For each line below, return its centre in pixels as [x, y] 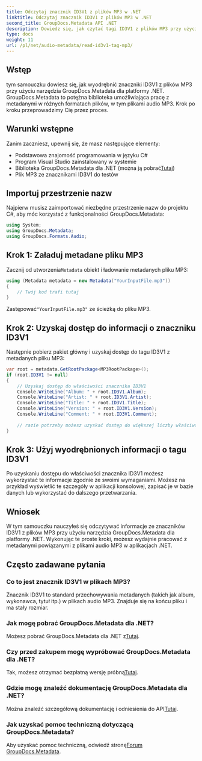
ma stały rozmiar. [28, 607]
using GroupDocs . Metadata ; [40, 231]
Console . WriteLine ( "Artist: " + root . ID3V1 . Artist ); [84, 397]
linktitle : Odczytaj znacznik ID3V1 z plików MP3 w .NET [79, 17]
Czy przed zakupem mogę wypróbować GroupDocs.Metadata [98, 652]
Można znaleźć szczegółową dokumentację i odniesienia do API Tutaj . [92, 709]
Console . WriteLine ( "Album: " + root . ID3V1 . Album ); [82, 392]
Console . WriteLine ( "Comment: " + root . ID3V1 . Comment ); [87, 414]
